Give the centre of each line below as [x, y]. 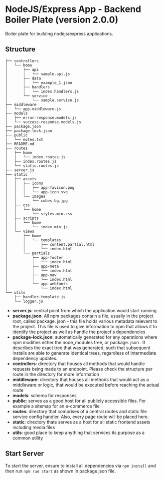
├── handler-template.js [40, 297]
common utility [28, 438]
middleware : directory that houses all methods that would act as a [81, 379]
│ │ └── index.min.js [37, 227]
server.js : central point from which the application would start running [84, 310]
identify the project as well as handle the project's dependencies [79, 332]
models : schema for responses [44, 395]
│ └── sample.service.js [42, 100]
